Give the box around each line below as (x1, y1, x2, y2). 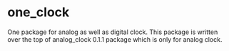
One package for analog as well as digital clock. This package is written (7, 28, 218, 36)
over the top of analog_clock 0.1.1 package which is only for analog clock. (7, 35, 223, 43)
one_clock (7, 4, 70, 21)
